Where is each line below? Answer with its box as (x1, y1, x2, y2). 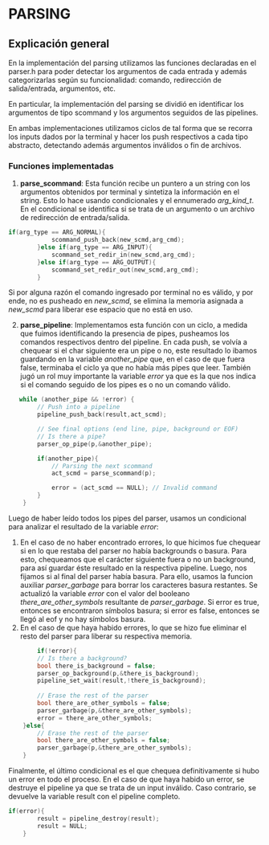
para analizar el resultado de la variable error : (8, 521, 159, 531)
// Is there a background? (37, 654, 128, 663)
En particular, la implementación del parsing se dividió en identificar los (8, 100, 244, 108)
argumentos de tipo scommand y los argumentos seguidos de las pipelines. (8, 108, 259, 117)
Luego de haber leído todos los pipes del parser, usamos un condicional (8, 513, 247, 523)
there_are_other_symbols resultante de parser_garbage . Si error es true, (19, 597, 259, 606)
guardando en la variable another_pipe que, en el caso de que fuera (19, 354, 245, 364)
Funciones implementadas (8, 160, 114, 171)
